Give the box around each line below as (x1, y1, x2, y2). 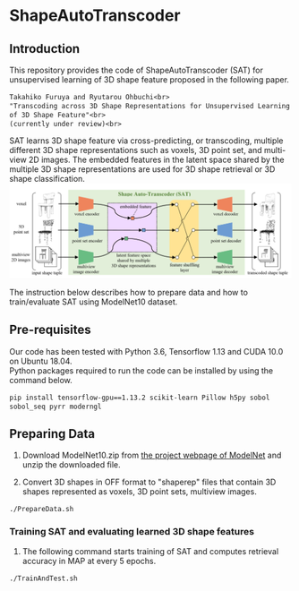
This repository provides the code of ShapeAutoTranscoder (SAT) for (9, 64, 264, 75)
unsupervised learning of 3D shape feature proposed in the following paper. (9, 74, 289, 85)
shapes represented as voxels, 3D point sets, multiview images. (21, 486, 257, 497)
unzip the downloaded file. (21, 459, 121, 470)
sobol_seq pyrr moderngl (9, 402, 102, 411)
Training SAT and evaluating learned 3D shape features (9, 526, 255, 538)
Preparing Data (9, 426, 96, 441)
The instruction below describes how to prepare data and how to (9, 287, 249, 297)
